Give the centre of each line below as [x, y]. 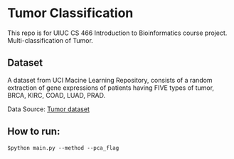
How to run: [34, 132]
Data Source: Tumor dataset [49, 109]
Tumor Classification [70, 13]
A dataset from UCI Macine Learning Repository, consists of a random [110, 80]
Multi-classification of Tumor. [50, 40]
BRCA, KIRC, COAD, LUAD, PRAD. [57, 95]
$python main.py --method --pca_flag [63, 148]
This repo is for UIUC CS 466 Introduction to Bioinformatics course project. [117, 33]
